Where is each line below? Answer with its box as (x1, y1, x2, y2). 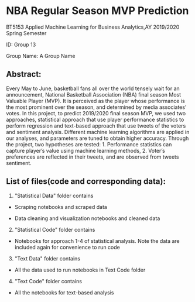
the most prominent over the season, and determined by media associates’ (6, 104, 187, 111)
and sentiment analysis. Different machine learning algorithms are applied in (6, 128, 190, 135)
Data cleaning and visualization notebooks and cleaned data (14, 215, 160, 222)
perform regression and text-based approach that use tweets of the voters (6, 122, 186, 129)
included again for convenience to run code (14, 243, 120, 250)
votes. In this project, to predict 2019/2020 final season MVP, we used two (6, 109, 186, 116)
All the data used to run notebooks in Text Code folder (14, 266, 146, 273)
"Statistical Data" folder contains (14, 192, 94, 199)
